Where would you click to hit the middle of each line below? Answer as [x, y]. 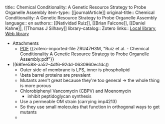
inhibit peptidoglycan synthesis [59, 96]
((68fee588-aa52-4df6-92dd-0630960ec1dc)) [60, 64]
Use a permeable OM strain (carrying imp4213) [68, 101]
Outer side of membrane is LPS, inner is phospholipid [75, 70]
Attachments [25, 43]
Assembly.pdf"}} [37, 59]
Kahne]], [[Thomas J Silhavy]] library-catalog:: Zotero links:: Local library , [81, 28]
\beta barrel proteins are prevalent [55, 75]
